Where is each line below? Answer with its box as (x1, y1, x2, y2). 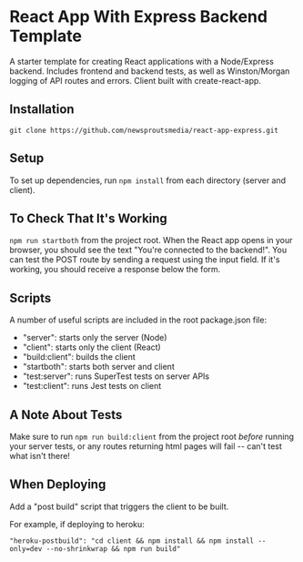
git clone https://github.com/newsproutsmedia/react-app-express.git (9, 126, 279, 135)
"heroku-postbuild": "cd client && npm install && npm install (9, 536, 255, 546)
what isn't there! (9, 451, 71, 461)
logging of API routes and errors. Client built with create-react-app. (9, 75, 262, 86)
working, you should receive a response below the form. (9, 264, 221, 275)
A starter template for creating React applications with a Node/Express (9, 56, 275, 66)
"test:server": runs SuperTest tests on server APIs (22, 371, 210, 382)
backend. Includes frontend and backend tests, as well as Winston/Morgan (9, 66, 290, 77)
